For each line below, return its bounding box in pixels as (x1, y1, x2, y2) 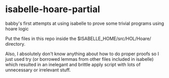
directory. (5, 41, 25, 47)
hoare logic (5, 25, 29, 31)
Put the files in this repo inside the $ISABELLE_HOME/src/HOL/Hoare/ (5, 35, 151, 42)
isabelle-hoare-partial (5, 4, 100, 15)
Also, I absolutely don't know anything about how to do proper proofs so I (5, 51, 159, 57)
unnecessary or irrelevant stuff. (5, 67, 71, 73)
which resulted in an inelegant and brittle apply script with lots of (5, 61, 141, 67)
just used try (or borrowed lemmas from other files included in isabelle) (5, 56, 154, 62)
